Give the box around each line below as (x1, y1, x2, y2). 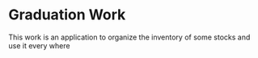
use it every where (8, 40, 70, 50)
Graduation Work (8, 6, 126, 24)
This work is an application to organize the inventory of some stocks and (8, 32, 251, 42)
